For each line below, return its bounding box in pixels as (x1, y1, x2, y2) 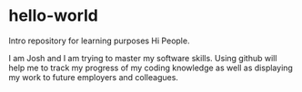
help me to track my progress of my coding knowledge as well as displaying (8, 62, 293, 73)
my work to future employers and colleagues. (8, 71, 179, 82)
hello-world (8, 5, 99, 26)
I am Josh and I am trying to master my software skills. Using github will (8, 52, 277, 63)
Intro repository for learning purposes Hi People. (8, 35, 190, 46)
